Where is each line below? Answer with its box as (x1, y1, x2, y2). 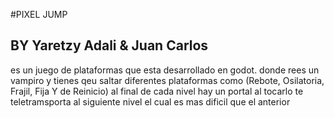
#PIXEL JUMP (10, 9, 68, 20)
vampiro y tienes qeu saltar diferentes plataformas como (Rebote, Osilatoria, (10, 74, 325, 86)
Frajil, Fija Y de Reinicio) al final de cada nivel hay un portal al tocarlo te (10, 85, 304, 97)
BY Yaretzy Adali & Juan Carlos (10, 37, 209, 54)
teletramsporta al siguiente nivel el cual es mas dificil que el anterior (10, 95, 291, 108)
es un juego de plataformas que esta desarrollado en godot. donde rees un (10, 64, 320, 76)
